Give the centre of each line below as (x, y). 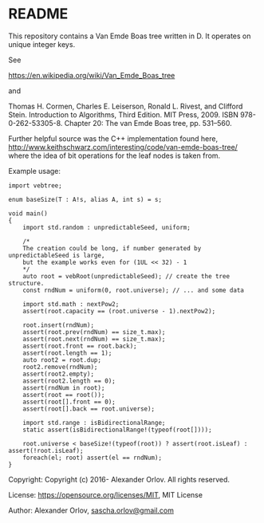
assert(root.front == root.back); (80, 346)
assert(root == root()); (64, 395)
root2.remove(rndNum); (60, 367)
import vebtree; (35, 185)
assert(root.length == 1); (67, 353)
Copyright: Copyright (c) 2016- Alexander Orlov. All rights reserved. (119, 479)
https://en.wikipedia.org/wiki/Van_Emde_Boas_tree (92, 75)
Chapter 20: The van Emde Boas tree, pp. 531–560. (148, 123)
